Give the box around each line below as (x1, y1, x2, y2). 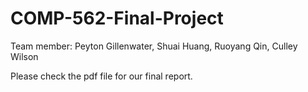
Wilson (10, 50, 39, 62)
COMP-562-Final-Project (10, 7, 224, 30)
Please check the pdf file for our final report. (10, 70, 193, 82)
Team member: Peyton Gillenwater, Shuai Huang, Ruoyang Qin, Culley (10, 40, 298, 52)
